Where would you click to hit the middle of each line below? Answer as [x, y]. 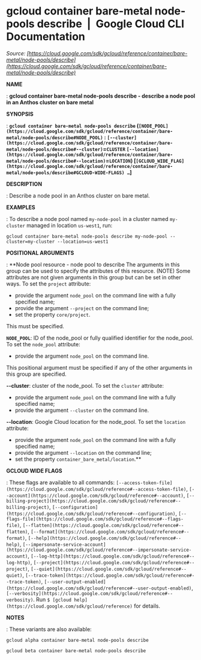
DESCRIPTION [24, 184]
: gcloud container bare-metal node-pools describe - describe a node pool [101, 96]
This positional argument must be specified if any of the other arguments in [99, 367]
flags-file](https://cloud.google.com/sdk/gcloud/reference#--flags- [95, 519]
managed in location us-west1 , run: [70, 225]
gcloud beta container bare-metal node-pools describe [76, 651]
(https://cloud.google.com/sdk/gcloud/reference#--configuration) [91, 514]
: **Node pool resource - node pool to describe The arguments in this [93, 264]
